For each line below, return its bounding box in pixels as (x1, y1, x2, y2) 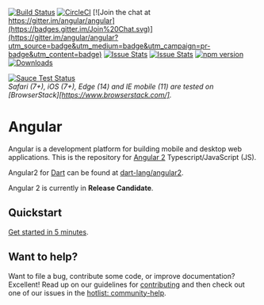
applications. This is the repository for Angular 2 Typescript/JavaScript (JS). (8, 152, 257, 162)
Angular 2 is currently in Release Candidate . (8, 183, 154, 193)
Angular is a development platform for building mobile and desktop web (8, 143, 243, 154)
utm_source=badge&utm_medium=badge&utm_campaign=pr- (8, 41, 211, 51)
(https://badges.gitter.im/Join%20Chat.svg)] (8, 25, 153, 33)
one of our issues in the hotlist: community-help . (8, 288, 166, 297)
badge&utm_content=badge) (8, 50, 102, 59)
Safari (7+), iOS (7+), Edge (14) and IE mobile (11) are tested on (8, 82, 214, 91)
